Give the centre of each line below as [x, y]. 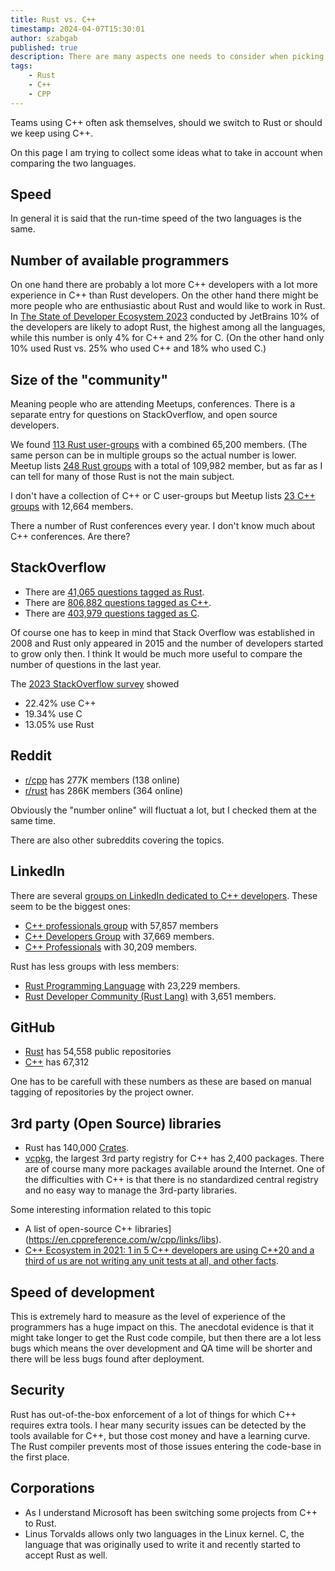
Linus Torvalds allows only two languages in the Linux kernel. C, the [164, 1533]
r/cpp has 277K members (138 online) [102, 780]
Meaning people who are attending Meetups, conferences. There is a [153, 404]
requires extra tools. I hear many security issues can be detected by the [158, 1425]
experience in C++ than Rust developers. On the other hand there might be [164, 295]
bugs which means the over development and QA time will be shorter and [161, 1348]
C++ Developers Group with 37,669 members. [119, 936]
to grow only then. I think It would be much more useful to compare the [156, 653]
